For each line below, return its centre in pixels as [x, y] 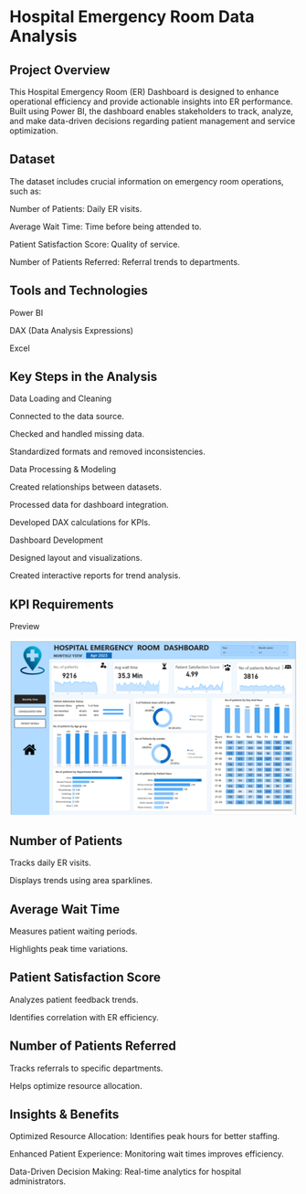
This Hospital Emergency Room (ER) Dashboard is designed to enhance [144, 92]
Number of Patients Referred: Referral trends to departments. [125, 261]
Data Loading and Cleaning [61, 398]
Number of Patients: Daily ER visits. [76, 208]
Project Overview [60, 70]
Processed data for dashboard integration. [89, 505]
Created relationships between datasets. [86, 487]
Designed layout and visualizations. [76, 558]
